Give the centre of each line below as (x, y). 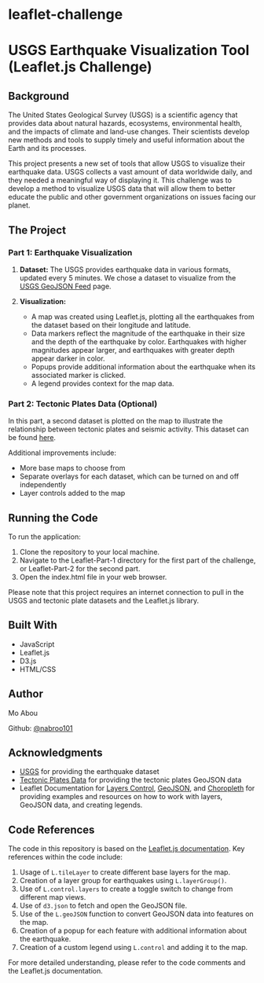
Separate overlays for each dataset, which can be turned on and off (129, 476)
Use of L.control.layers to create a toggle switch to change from (126, 889)
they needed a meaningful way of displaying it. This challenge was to (120, 180)
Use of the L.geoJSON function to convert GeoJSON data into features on (136, 914)
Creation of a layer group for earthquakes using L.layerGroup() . (123, 881)
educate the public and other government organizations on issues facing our (132, 197)
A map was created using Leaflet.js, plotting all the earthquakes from (143, 317)
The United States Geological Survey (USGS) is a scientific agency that (123, 115)
